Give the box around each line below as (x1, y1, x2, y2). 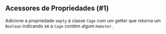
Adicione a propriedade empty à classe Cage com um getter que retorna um (5, 17, 161, 23)
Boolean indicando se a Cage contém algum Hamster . (5, 23, 113, 29)
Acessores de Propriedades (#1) (5, 4, 109, 13)
